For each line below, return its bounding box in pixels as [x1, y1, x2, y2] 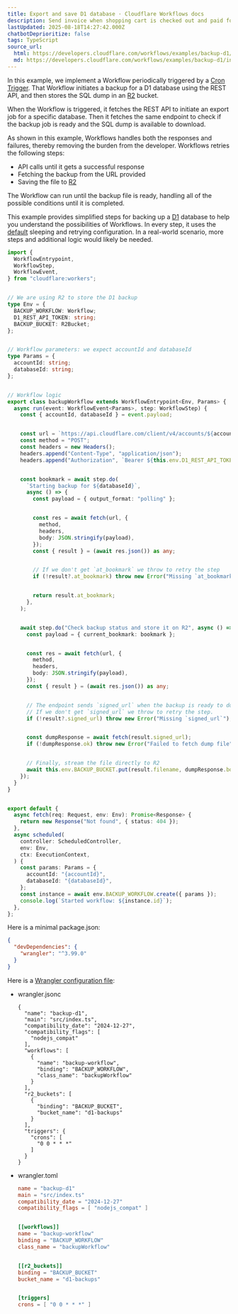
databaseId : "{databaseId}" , [25, 877, 113, 885]
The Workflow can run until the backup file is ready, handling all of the [7, 191, 212, 199]
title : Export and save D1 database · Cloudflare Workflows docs [7, 10, 204, 18]
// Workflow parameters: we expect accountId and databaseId [7, 346, 192, 353]
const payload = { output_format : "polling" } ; [33, 496, 176, 503]
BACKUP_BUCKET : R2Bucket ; [13, 321, 91, 328]
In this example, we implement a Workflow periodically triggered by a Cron [7, 76, 225, 84]
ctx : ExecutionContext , [20, 851, 91, 858]
